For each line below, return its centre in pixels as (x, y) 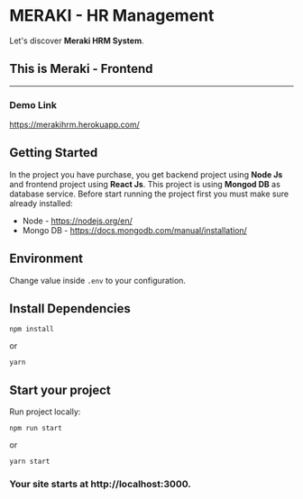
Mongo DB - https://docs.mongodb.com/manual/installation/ (135, 230)
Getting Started (54, 153)
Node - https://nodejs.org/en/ (78, 221)
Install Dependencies (70, 308)
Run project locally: (45, 412)
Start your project (60, 390)
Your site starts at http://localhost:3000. (101, 485)
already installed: (41, 203)
